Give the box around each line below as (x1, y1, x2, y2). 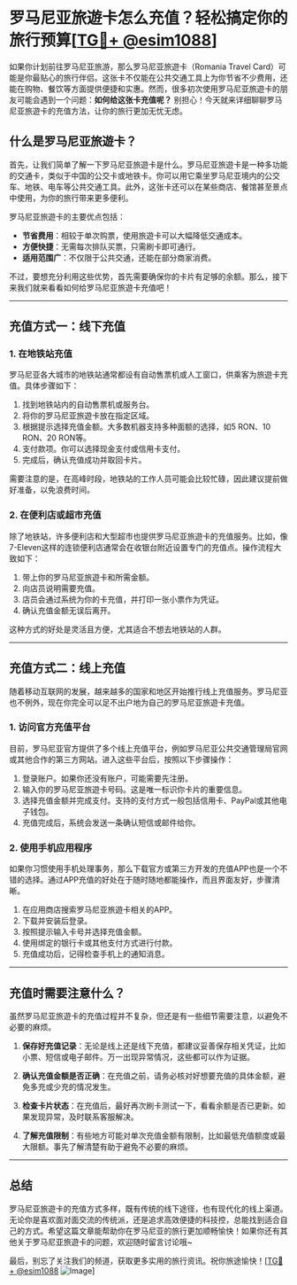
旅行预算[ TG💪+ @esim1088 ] (9, 30, 218, 51)
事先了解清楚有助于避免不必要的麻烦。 (52, 1141, 193, 1152)
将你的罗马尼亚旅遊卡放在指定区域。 (21, 410, 155, 421)
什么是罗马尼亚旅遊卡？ (9, 134, 137, 149)
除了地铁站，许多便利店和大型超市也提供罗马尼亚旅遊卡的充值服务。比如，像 (9, 531, 288, 541)
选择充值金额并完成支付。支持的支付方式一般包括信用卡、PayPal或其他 (21, 795, 280, 806)
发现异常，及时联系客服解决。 (29, 1111, 139, 1122)
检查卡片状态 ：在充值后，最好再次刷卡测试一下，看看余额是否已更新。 (21, 1100, 278, 1110)
